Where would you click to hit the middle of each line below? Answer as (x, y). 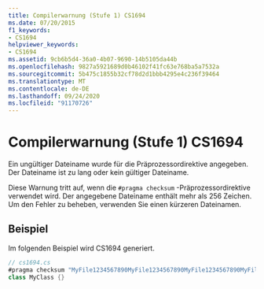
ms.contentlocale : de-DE (49, 89)
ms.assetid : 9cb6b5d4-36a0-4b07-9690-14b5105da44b (93, 60)
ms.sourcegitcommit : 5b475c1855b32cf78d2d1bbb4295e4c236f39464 (114, 74)
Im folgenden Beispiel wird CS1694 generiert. (81, 248)
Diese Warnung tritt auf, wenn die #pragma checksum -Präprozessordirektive (130, 188)
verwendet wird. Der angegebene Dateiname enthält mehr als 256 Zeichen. (130, 196)
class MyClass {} (37, 277)
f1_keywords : (29, 30)
